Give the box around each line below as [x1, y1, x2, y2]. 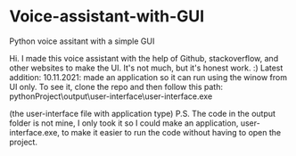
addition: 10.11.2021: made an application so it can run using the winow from [9, 71, 288, 82]
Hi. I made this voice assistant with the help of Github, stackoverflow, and [9, 53, 279, 63]
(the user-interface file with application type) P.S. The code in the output [9, 108, 276, 119]
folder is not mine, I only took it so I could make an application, [9, 118, 239, 128]
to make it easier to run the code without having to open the [62, 127, 282, 137]
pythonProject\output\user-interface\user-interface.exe [9, 91, 213, 102]
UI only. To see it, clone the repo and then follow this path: [9, 81, 223, 92]
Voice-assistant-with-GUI [9, 6, 205, 27]
